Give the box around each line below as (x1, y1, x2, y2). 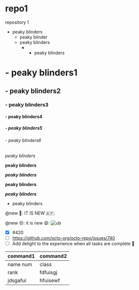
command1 (7, 253, 35, 259)
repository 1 (5, 19, 29, 25)
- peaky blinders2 (5, 87, 61, 95)
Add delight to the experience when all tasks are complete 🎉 (12, 240, 135, 247)
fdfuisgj (39, 269, 58, 276)
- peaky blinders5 (5, 125, 43, 131)
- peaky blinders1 (5, 67, 78, 78)
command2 (39, 253, 68, 259)
